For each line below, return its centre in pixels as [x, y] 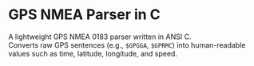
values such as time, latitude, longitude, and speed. [93, 53]
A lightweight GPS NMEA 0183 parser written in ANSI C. [100, 37]
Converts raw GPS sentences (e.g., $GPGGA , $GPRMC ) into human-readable [127, 45]
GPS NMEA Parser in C [85, 15]
